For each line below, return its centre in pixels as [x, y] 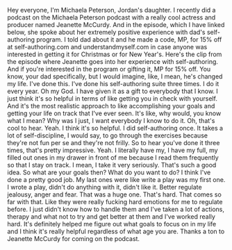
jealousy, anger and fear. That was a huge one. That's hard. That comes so [115, 194]
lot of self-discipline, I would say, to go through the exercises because [108, 135]
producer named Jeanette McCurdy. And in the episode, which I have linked [116, 25]
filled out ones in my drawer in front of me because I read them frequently [113, 158]
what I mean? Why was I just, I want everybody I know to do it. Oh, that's [111, 120]
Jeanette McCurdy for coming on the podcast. [74, 239]
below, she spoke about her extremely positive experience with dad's [106, 32]
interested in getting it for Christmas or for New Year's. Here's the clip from [115, 54]
